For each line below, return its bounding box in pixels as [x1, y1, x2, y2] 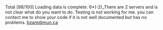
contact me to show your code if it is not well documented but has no [5, 15, 147, 20]
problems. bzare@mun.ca [5, 19, 58, 25]
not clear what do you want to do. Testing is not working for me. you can [5, 9, 154, 15]
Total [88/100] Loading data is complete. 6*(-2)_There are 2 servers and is [5, 4, 158, 10]
